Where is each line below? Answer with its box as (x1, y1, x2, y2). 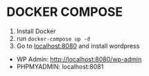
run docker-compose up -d (16, 34, 91, 42)
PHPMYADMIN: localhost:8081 (16, 62, 104, 70)
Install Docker (16, 27, 56, 35)
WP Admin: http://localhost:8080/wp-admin (16, 55, 142, 63)
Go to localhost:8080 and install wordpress (16, 41, 140, 50)
